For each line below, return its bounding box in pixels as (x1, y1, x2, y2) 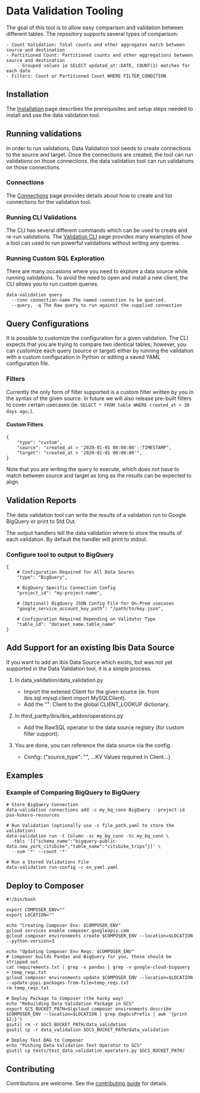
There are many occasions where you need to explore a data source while (6, 268, 188, 275)
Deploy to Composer (6, 881, 85, 891)
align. (6, 478, 20, 485)
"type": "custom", (17, 439, 62, 445)
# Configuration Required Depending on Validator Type (17, 616, 156, 622)
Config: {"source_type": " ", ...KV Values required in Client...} (23, 753, 171, 760)
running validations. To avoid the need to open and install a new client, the (6, 274, 189, 281)
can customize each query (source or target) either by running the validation (6, 347, 194, 354)
